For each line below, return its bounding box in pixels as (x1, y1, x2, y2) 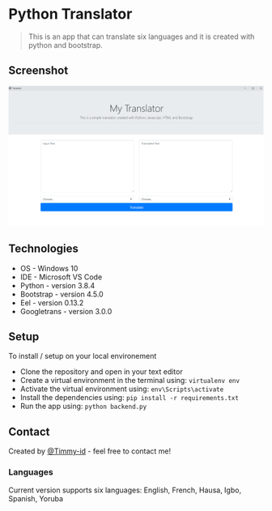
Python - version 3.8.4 (19, 280, 96, 290)
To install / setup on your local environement (8, 351, 157, 361)
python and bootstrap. (28, 40, 103, 49)
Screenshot (8, 64, 69, 78)
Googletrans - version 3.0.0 (19, 306, 113, 316)
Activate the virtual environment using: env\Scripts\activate (19, 384, 224, 394)
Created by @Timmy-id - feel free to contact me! (8, 446, 172, 456)
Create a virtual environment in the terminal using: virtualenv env (19, 376, 240, 385)
